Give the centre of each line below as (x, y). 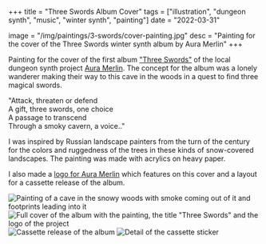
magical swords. (35, 85)
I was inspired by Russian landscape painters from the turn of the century (129, 142)
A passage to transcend (48, 118)
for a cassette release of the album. (67, 182)
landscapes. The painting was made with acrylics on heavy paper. (117, 158)
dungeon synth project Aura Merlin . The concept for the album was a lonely (133, 68)
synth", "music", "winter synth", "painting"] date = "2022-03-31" (114, 20)
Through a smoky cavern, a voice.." (67, 126)
